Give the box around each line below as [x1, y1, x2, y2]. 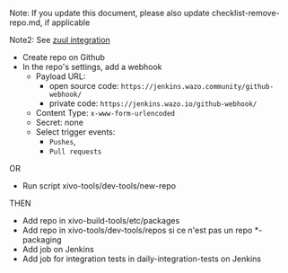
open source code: [48, 81, 119, 91]
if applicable [44, 17, 91, 28]
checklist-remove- [211, 8, 280, 18]
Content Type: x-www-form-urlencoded [35, 108, 175, 118]
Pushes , [48, 136, 76, 146]
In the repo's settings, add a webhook [22, 62, 162, 72]
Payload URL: [35, 71, 86, 82]
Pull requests [48, 147, 102, 156]
